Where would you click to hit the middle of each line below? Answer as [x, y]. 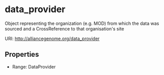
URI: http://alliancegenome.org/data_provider [52, 39]
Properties [22, 54]
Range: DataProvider [34, 66]
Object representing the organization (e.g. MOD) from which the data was [82, 23]
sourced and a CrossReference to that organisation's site [64, 28]
